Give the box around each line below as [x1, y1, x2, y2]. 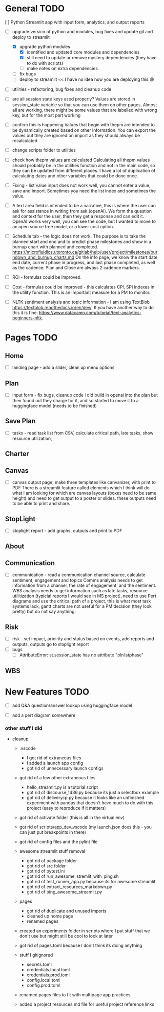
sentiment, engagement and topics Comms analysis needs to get [12, 578, 143, 583]
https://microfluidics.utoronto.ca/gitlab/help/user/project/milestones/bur [12, 249, 158, 255]
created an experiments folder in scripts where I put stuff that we [19, 928, 150, 934]
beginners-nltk [12, 315, 42, 321]
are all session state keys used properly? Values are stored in [12, 96, 136, 102]
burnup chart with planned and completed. [12, 243, 99, 250]
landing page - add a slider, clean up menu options [12, 364, 115, 370]
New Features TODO [5, 686, 89, 697]
